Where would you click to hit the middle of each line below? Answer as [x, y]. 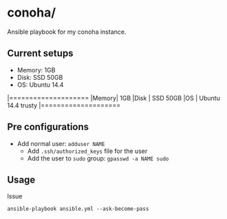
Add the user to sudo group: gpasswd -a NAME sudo [98, 158]
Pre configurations [48, 127]
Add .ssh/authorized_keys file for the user [87, 151]
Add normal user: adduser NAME [61, 143]
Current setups [40, 53]
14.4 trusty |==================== [64, 105]
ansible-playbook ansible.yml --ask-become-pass [78, 209]
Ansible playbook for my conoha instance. [67, 32]
